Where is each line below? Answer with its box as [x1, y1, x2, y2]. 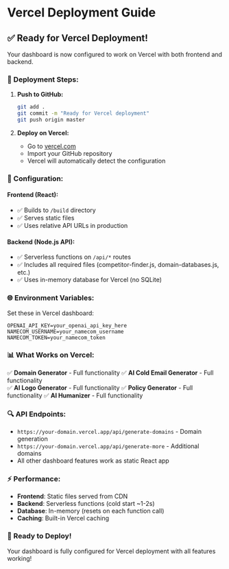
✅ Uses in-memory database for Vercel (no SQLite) [16, 276, 162, 284]
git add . [16, 104, 46, 111]
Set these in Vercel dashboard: [7, 309, 95, 317]
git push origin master [16, 117, 86, 124]
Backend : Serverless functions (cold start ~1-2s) [16, 500, 156, 508]
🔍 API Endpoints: [7, 409, 67, 419]
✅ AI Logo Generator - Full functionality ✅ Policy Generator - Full [7, 383, 193, 392]
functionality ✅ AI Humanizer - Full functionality [7, 391, 143, 399]
